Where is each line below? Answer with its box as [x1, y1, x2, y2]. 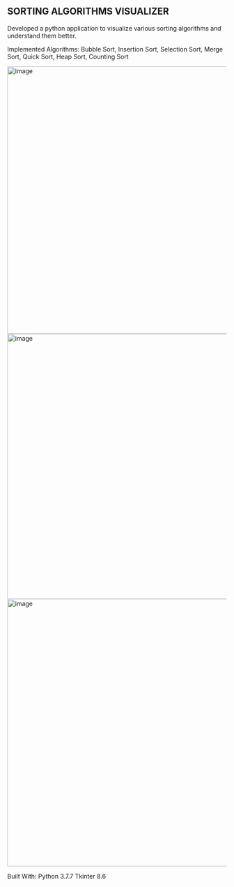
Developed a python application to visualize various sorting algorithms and [7, 24, 221, 32]
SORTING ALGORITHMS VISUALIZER [7, 6, 169, 17]
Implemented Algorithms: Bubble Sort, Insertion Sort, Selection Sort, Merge [7, 45, 224, 53]
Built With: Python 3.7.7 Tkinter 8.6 [7, 872, 107, 880]
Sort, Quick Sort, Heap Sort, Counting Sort [7, 52, 129, 61]
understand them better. [7, 31, 77, 40]
